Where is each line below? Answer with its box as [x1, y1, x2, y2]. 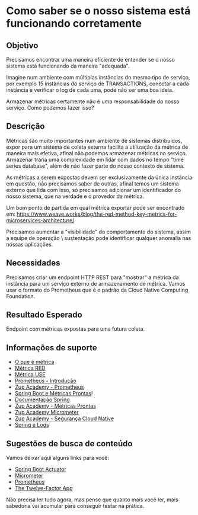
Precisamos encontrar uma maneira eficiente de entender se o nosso [6, 56, 175, 63]
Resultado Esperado [6, 310, 82, 320]
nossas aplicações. [6, 241, 53, 248]
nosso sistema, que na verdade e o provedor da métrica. [6, 193, 144, 200]
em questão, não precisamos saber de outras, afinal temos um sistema [6, 180, 179, 187]
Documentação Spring [14, 396, 70, 404]
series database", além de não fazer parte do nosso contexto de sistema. [6, 162, 185, 169]
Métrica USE [14, 371, 46, 378]
